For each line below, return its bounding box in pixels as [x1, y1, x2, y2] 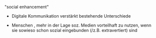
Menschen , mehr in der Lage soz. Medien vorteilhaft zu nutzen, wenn [11, 22, 152, 28]
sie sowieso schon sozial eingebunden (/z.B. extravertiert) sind [11, 28, 138, 33]
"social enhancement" [4, 4, 49, 9]
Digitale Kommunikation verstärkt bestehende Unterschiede [11, 13, 131, 19]
